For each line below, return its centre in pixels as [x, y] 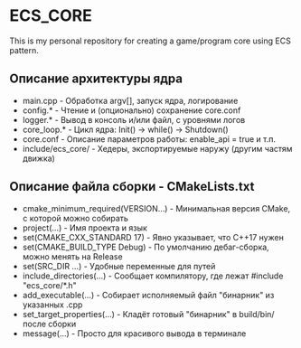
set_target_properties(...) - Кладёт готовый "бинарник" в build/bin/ [148, 314]
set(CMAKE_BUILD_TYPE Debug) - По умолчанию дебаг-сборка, [146, 247]
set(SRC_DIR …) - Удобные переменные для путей [119, 266]
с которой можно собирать [75, 218]
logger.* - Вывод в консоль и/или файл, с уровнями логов [134, 119]
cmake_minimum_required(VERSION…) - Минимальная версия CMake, [156, 208]
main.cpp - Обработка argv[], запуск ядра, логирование [130, 100]
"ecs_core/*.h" [49, 285]
